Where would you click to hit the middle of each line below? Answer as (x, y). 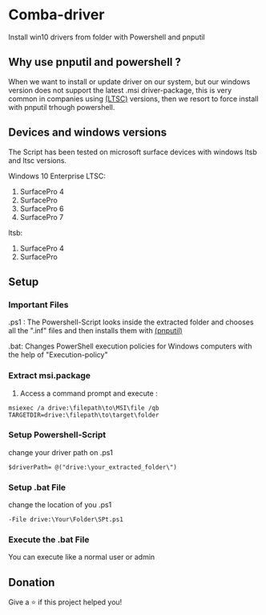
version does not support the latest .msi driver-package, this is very (120, 90)
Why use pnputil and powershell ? (95, 62)
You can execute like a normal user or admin (82, 557)
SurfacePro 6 (42, 208)
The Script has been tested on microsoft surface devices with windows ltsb (133, 152)
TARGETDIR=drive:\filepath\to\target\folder (84, 415)
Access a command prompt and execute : (89, 393)
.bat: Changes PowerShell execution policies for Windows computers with (130, 346)
